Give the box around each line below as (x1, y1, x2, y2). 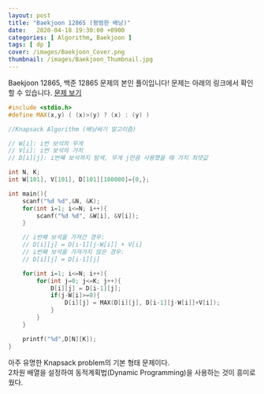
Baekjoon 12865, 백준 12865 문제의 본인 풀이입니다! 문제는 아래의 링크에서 (8, 78, 239, 87)
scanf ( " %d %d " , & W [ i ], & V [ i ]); (36, 212, 139, 220)
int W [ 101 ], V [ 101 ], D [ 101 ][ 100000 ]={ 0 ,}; (8, 176, 150, 184)
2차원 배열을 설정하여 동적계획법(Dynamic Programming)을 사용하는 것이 (8, 367, 235, 377)
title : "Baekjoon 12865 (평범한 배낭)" (8, 19, 132, 27)
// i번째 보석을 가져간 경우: (22, 233, 105, 241)
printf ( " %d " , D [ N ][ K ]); (22, 335, 97, 343)
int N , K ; (8, 169, 41, 177)
